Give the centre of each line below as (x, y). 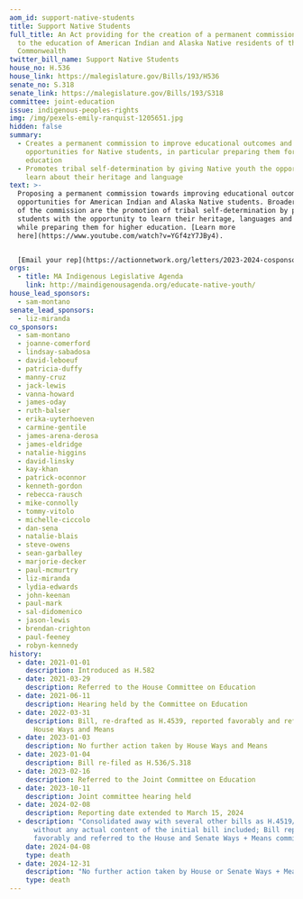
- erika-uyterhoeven (56, 419)
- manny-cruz (42, 377)
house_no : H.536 (40, 69)
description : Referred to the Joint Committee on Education (141, 780)
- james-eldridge (50, 444)
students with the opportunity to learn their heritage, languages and (155, 219)
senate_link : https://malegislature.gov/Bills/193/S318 (116, 93)
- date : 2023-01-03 (54, 738)
